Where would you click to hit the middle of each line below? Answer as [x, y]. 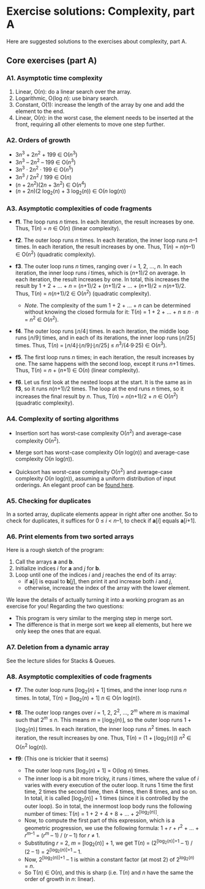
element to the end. [40, 111]
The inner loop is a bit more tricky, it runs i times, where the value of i [111, 778]
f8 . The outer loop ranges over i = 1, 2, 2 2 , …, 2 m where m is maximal [102, 712]
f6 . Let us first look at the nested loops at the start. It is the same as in [103, 382]
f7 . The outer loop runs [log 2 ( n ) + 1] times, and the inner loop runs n [101, 691]
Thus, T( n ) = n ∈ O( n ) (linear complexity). [68, 228]
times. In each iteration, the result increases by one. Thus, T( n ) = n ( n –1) [105, 247]
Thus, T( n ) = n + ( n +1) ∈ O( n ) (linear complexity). [77, 370]
